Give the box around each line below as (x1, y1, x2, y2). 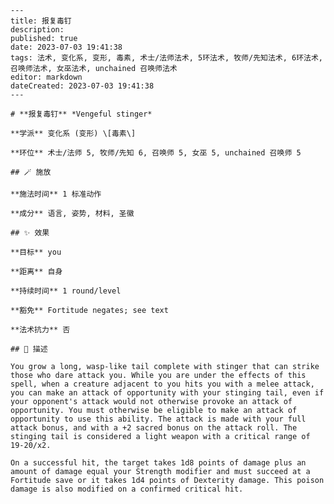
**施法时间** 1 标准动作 (10, 189, 102, 199)
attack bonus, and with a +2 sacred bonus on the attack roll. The (10, 423, 298, 433)
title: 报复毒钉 (10, 16, 72, 26)
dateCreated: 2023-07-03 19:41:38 (10, 81, 155, 91)
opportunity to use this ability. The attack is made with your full (10, 414, 307, 424)
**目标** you (10, 247, 62, 257)
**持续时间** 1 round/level (10, 286, 122, 296)
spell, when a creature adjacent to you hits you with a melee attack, (10, 379, 315, 389)
